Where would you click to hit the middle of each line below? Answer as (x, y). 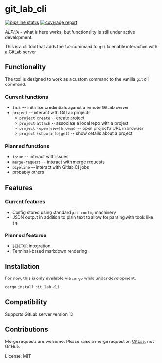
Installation (22, 267)
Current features (25, 201)
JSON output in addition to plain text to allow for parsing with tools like (82, 217)
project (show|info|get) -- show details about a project (76, 133)
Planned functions (27, 146)
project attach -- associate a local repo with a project (74, 123)
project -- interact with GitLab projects (51, 113)
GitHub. (13, 346)
